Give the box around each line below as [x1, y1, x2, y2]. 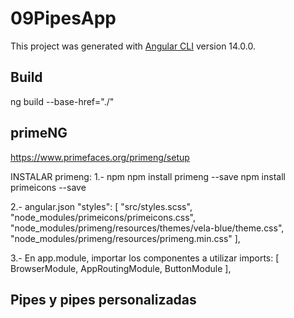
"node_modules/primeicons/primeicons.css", [10, 211, 197, 223]
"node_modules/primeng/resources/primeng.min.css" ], [10, 232, 241, 244]
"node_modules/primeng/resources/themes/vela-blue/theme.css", [10, 222, 285, 234]
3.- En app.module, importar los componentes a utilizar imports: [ [10, 252, 280, 264]
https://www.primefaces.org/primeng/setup [10, 151, 190, 163]
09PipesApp [10, 7, 117, 30]
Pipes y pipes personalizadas [10, 291, 197, 308]
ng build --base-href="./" [10, 95, 115, 107]
